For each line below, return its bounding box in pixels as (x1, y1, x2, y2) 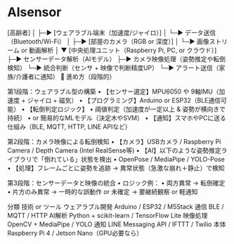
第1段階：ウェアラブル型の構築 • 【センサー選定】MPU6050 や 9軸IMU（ (7, 87, 219, 96)
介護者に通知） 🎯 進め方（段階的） (15, 72, 116, 81)
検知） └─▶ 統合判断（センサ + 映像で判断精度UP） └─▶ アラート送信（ (7, 63, 219, 72)
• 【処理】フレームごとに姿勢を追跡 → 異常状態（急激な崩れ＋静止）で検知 (7, 163, 225, 172)
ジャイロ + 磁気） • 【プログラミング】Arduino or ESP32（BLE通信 (27, 96, 221, 104)
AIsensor (7, 4, 62, 20)
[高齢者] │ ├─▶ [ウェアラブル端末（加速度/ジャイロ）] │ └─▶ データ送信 (7, 28, 216, 37)
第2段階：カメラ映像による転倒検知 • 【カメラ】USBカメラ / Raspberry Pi (7, 137, 221, 146)
